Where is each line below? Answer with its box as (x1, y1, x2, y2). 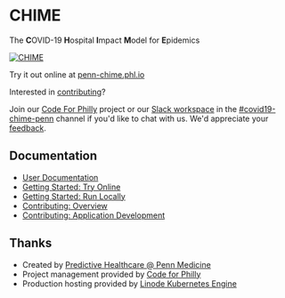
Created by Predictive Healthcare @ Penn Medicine (21, 259, 211, 270)
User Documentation (21, 172, 99, 182)
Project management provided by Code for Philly (21, 269, 201, 279)
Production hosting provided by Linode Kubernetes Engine (21, 278, 238, 289)
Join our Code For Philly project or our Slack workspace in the (9, 103, 238, 114)
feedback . (9, 122, 46, 133)
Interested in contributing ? (9, 86, 106, 97)
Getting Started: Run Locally (21, 190, 126, 201)
